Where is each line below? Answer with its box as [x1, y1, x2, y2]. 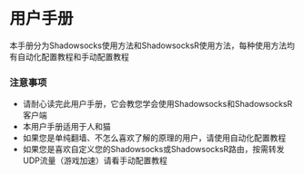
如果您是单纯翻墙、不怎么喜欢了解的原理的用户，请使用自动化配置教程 [22, 132, 287, 143]
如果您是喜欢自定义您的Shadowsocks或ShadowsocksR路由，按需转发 [22, 144, 285, 155]
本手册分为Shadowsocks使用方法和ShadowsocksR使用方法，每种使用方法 [9, 40, 288, 51]
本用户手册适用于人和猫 [22, 121, 111, 132]
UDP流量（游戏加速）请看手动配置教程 [22, 155, 168, 166]
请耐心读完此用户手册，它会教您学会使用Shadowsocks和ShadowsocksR [22, 99, 293, 110]
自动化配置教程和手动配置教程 [16, 51, 129, 62]
